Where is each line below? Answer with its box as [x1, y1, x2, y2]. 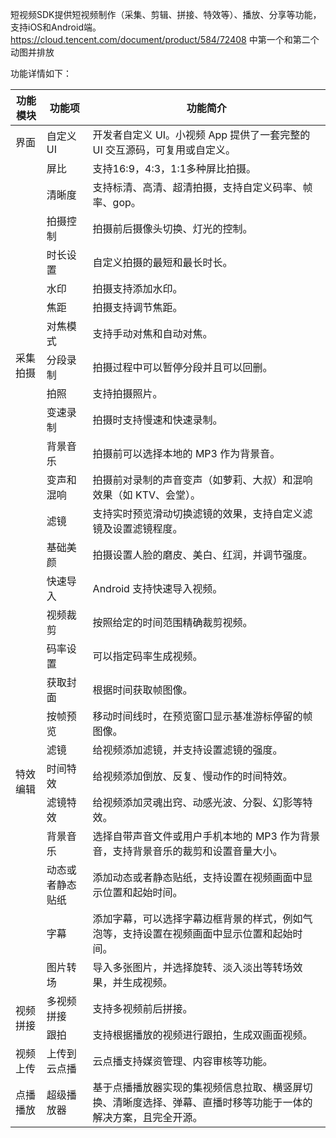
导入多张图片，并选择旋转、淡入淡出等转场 [92, 961, 293, 974]
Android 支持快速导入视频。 [92, 582, 223, 595]
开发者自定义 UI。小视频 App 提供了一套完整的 [92, 128, 311, 142]
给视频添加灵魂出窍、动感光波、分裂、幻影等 [92, 796, 303, 809]
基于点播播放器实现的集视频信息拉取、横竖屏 [92, 1081, 303, 1094]
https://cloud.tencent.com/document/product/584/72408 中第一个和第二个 [10, 34, 320, 45]
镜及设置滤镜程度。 [92, 522, 183, 535]
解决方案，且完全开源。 [92, 1111, 203, 1124]
